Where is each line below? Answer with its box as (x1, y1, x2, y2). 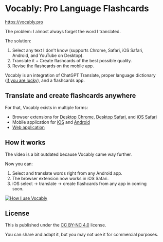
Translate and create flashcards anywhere (5, 92, 136, 100)
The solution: (5, 37, 32, 44)
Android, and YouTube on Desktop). (12, 52, 84, 58)
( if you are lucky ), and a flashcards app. (5, 77, 85, 83)
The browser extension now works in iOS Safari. (12, 175, 109, 181)
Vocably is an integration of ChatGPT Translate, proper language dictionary (5, 72, 156, 78)
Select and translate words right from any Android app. (12, 170, 123, 176)
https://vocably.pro (5, 19, 43, 25)
